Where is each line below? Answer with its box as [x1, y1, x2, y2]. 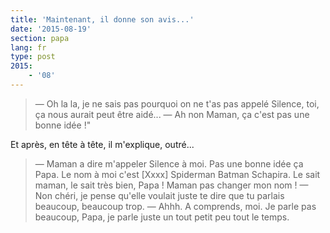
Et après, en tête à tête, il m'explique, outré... [10, 138, 195, 150]
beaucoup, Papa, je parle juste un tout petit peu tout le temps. [34, 211, 290, 223]
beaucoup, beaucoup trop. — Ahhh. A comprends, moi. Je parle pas [34, 200, 317, 212]
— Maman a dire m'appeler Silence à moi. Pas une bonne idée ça [34, 157, 304, 170]
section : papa [10, 33, 70, 43]
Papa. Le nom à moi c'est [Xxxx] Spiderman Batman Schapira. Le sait [34, 168, 321, 180]
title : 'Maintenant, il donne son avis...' [10, 14, 195, 25]
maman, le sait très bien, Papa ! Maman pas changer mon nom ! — [34, 179, 309, 191]
